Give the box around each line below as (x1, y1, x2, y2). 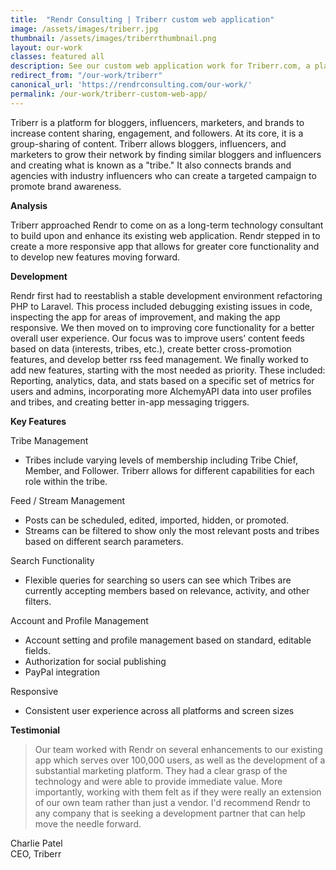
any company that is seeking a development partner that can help (34, 807, 306, 819)
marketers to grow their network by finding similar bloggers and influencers (10, 148, 322, 160)
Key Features (10, 415, 67, 427)
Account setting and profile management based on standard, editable (24, 634, 312, 646)
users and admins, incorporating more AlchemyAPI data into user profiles (10, 385, 312, 397)
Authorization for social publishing (24, 655, 167, 667)
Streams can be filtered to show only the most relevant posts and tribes (24, 524, 320, 536)
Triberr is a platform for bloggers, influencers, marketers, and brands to (10, 116, 305, 128)
